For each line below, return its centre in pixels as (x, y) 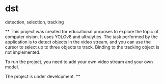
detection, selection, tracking (35, 22)
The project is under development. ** (43, 76)
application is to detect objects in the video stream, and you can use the (78, 42)
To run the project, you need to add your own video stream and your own (79, 62)
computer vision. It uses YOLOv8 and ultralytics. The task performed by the (82, 37)
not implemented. (23, 52)
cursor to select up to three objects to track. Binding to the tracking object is (82, 47)
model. (12, 67)
